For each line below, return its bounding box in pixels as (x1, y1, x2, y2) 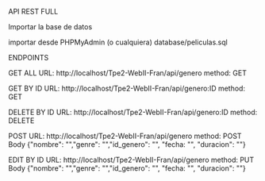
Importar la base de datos (8, 22, 93, 31)
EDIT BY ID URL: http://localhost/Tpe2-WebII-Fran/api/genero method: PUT (8, 155, 255, 164)
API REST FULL (8, 7, 59, 16)
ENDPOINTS (8, 53, 49, 62)
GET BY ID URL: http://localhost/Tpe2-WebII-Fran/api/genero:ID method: (8, 83, 246, 93)
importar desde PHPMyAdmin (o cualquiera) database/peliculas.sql (8, 37, 228, 47)
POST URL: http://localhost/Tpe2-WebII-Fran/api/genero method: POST (8, 131, 242, 141)
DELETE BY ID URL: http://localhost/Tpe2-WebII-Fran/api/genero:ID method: (8, 107, 258, 117)
